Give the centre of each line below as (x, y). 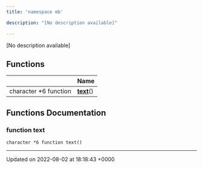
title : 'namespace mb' (35, 12)
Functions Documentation (56, 113)
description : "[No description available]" (62, 23)
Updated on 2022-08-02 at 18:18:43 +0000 (60, 159)
